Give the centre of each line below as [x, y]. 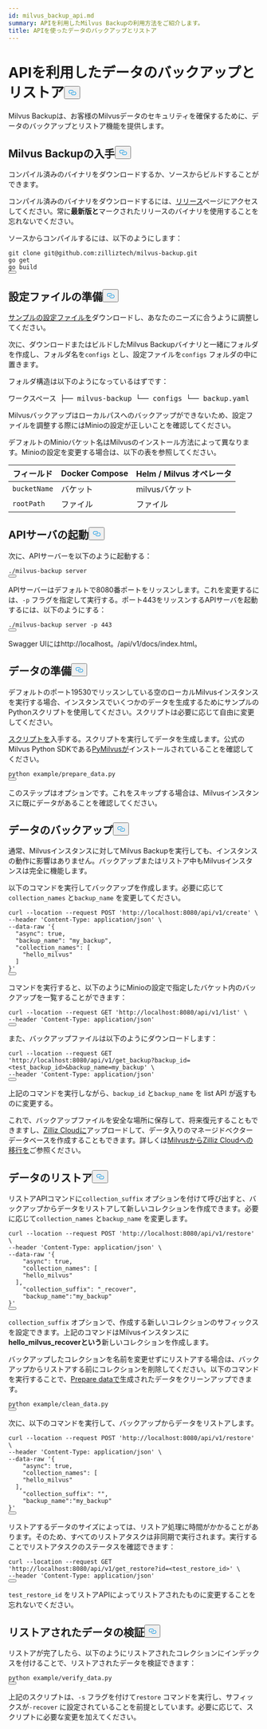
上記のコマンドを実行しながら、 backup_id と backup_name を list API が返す [129, 1094]
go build [23, 267]
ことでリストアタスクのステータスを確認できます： [92, 1547]
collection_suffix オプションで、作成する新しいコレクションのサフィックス [133, 1323]
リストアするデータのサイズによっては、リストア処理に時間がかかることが [130, 1527]
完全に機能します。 [60, 871]
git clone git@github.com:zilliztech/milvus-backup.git [103, 253]
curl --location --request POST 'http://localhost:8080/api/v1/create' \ [133, 913]
